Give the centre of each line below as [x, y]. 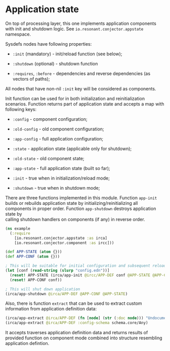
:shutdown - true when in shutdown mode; [56, 188]
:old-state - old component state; [48, 158]
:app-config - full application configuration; [58, 138]
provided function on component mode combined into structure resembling [84, 338]
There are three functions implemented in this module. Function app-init [81, 198]
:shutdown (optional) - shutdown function [55, 63]
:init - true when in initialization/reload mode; [61, 178]
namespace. [18, 34]
